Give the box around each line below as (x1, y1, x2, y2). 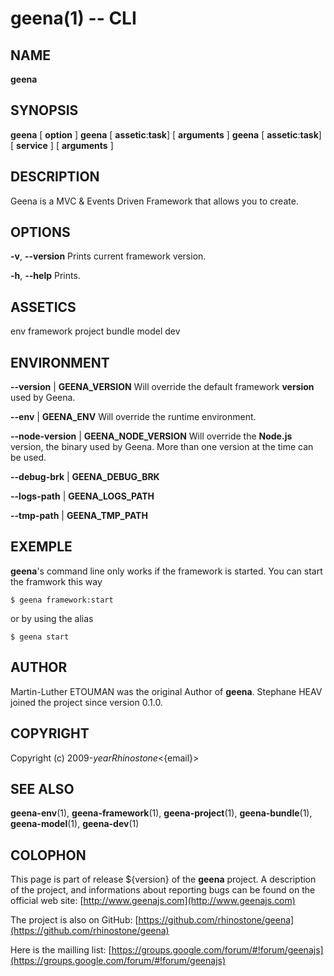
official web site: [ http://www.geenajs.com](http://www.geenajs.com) (10, 895, 296, 907)
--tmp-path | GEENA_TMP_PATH (10, 510, 148, 522)
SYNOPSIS (10, 102, 79, 119)
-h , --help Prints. (10, 270, 81, 282)
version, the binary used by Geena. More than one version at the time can (10, 441, 314, 453)
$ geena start (10, 632, 70, 642)
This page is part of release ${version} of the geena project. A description (10, 873, 317, 886)
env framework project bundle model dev (10, 325, 181, 337)
